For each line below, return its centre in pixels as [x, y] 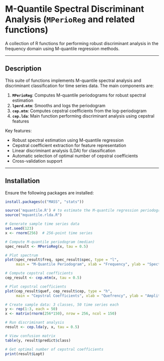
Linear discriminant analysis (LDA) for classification [64, 150]
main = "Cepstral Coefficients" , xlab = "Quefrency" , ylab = [79, 296]
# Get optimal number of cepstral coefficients [54, 349]
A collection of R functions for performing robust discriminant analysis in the [82, 43]
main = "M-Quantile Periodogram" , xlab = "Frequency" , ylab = [81, 265]
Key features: [18, 130]
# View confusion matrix [30, 336]
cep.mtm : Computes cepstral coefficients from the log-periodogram [79, 111]
